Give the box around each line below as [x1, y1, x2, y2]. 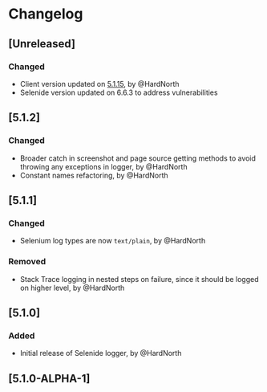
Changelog [8, 5, 83, 23]
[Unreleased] [8, 37, 76, 51]
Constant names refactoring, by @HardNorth [19, 170, 168, 180]
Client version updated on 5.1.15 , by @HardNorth [19, 79, 180, 88]
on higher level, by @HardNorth [19, 283, 125, 292]
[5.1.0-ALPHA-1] [8, 371, 91, 386]
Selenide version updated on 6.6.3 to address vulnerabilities [19, 88, 218, 97]
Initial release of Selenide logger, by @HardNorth [19, 349, 182, 358]
